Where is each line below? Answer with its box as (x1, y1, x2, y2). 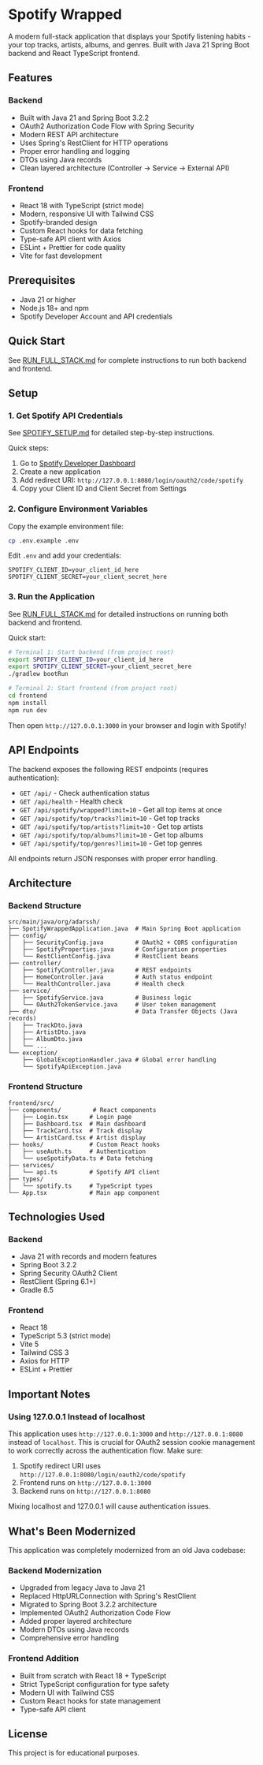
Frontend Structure (8, 1081, 83, 1092)
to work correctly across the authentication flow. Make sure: (8, 1446, 203, 1456)
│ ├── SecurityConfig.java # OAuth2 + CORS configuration (8, 938, 238, 947)
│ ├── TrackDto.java (8, 1021, 83, 1030)
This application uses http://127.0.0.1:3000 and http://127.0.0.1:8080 (8, 1429, 243, 1438)
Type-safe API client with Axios (19, 234, 122, 244)
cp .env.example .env (8, 536, 80, 545)
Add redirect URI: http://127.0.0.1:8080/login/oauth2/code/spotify (19, 476, 244, 485)
